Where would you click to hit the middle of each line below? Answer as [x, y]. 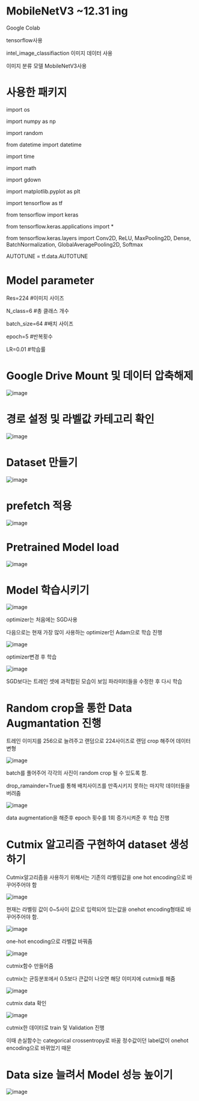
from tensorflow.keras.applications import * [60, 226]
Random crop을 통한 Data [69, 708]
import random [25, 133]
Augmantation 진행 [54, 723]
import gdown [23, 180]
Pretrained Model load [63, 547]
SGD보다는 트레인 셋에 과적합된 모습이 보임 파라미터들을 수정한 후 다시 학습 [94, 681]
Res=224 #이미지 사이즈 [35, 298]
